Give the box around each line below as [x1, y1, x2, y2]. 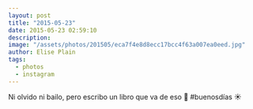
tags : [8, 56, 26, 64]
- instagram [15, 70, 55, 78]
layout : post [8, 11, 51, 20]
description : [8, 33, 51, 42]
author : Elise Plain [8, 48, 77, 56]
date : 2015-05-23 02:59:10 [8, 26, 97, 34]
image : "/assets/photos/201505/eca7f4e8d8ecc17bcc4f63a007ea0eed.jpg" [8, 41, 246, 49]
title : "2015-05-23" [8, 19, 77, 27]
